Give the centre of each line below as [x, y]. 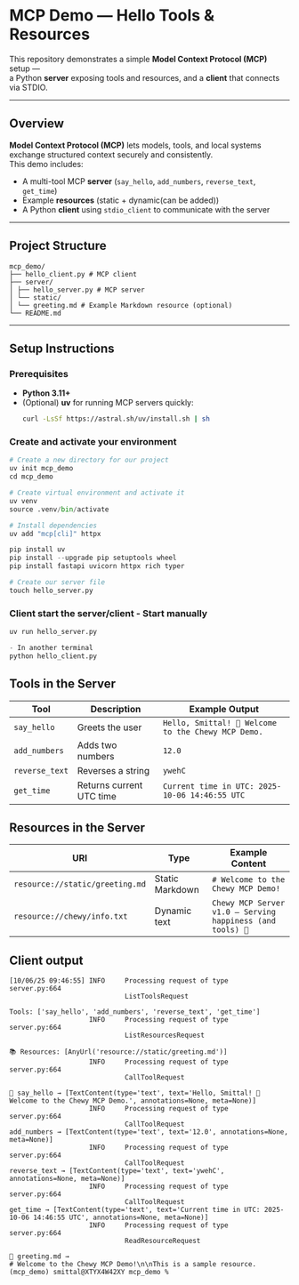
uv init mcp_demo [41, 469]
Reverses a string [113, 770]
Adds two [97, 745]
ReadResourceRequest [162, 1241]
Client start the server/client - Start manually [108, 613]
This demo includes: [46, 164]
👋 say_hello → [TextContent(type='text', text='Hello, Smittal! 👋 [135, 1093]
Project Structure [58, 246]
